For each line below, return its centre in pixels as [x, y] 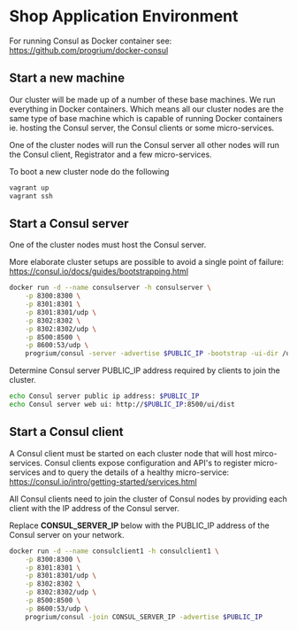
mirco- [265, 453]
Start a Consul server [69, 223]
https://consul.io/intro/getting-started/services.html [103, 481]
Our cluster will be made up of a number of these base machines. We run [142, 99]
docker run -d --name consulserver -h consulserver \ [110, 288]
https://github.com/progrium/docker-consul [89, 50]
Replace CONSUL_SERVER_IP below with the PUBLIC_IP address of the [139, 525]
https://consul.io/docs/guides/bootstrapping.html [99, 271]
